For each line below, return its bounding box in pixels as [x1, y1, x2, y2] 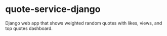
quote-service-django [5, 3, 101, 15]
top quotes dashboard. [5, 25, 53, 31]
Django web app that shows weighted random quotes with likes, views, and [5, 20, 162, 26]
